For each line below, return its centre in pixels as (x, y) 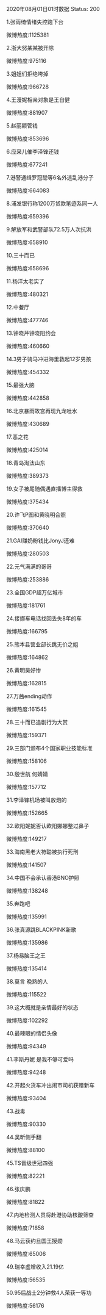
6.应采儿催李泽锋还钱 (33, 152)
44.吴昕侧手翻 (24, 1137)
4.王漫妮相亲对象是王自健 (38, 100)
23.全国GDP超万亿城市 (35, 593)
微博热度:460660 (28, 346)
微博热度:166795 (27, 631)
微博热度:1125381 (28, 35)
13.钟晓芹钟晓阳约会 (31, 333)
